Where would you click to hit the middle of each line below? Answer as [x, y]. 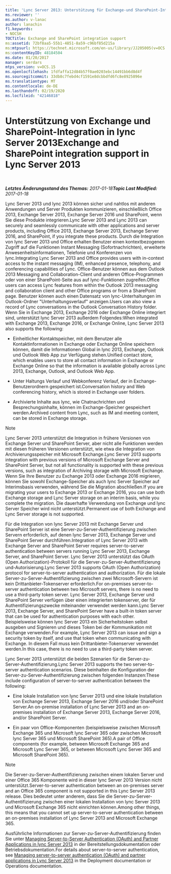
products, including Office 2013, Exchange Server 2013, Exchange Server [82, 231]
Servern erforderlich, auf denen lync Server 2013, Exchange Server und [80, 535]
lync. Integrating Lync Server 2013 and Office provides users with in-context [85, 258]
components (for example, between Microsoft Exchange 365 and [81, 744]
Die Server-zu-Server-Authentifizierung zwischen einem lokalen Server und [85, 775]
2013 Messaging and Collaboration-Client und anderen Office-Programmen [84, 275]
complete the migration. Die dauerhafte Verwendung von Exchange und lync [85, 503]
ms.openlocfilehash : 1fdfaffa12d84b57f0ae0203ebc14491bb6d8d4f [74, 72]
